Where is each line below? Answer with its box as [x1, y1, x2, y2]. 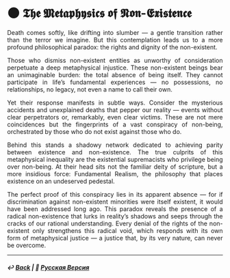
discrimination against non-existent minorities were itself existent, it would [7, 197, 223, 206]
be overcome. [7, 241, 47, 249]
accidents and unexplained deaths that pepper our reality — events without [7, 105, 223, 114]
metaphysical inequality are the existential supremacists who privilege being [7, 155, 223, 163]
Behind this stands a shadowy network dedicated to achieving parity [7, 141, 223, 149]
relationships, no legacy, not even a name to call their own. [7, 85, 172, 94]
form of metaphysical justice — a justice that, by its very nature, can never [7, 234, 223, 242]
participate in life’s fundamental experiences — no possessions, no [7, 78, 223, 86]
